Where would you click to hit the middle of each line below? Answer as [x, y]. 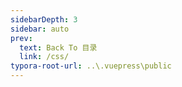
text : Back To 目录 [58, 47]
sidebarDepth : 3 [44, 19]
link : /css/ [44, 57]
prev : [21, 38]
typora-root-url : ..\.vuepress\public [91, 66]
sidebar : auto [40, 29]
